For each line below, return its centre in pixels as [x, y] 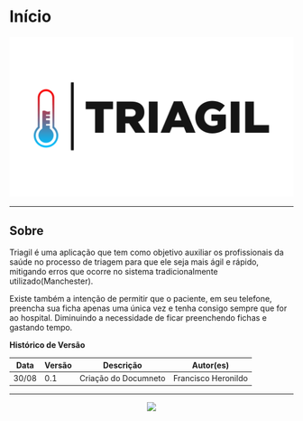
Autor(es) [211, 365]
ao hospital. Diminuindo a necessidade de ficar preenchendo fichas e [138, 318]
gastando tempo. [41, 328]
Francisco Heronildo [210, 378]
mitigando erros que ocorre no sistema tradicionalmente [114, 272]
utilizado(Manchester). [51, 281]
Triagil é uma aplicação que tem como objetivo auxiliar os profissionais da [147, 253]
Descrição [123, 365]
